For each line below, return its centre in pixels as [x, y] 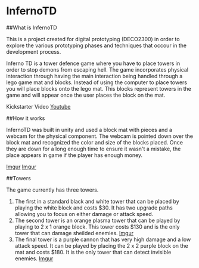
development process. [34, 51]
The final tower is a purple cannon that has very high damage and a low [103, 239]
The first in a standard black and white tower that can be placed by [97, 201]
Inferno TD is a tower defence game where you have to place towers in [93, 63]
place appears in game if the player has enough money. [74, 155]
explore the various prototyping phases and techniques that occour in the [96, 45]
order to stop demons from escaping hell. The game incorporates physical [97, 69]
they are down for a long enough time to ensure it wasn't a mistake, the [94, 149]
